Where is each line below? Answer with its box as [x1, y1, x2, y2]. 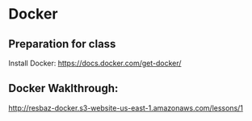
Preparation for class [8, 37, 116, 51]
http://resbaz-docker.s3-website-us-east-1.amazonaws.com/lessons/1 [8, 102, 244, 113]
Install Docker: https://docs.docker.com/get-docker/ [8, 58, 182, 68]
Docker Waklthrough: [8, 81, 119, 95]
